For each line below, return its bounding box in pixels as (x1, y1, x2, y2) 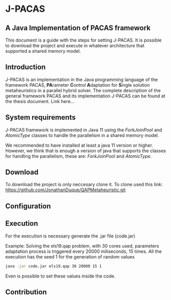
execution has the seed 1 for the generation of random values (5, 253, 135, 259)
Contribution (5, 288, 47, 296)
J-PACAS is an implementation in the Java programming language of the (5, 76, 158, 83)
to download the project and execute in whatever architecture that (5, 43, 145, 49)
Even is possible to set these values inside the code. (5, 273, 116, 279)
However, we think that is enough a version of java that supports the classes (5, 147, 166, 154)
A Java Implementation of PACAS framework (5, 24, 151, 32)
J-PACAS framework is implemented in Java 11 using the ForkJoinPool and (5, 127, 162, 133)
